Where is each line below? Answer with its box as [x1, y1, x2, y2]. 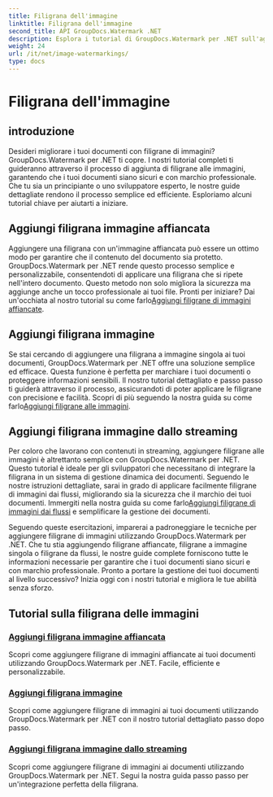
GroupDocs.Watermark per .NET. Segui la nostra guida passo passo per [8, 770, 249, 780]
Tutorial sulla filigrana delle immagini [8, 607, 199, 620]
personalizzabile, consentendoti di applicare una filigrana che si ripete [8, 269, 244, 279]
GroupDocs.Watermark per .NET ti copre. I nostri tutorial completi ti [8, 155, 234, 164]
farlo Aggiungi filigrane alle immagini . [8, 401, 131, 411]
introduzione [8, 125, 75, 138]
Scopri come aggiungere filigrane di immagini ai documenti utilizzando [8, 762, 245, 772]
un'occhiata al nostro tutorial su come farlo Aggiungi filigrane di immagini [8, 295, 252, 305]
